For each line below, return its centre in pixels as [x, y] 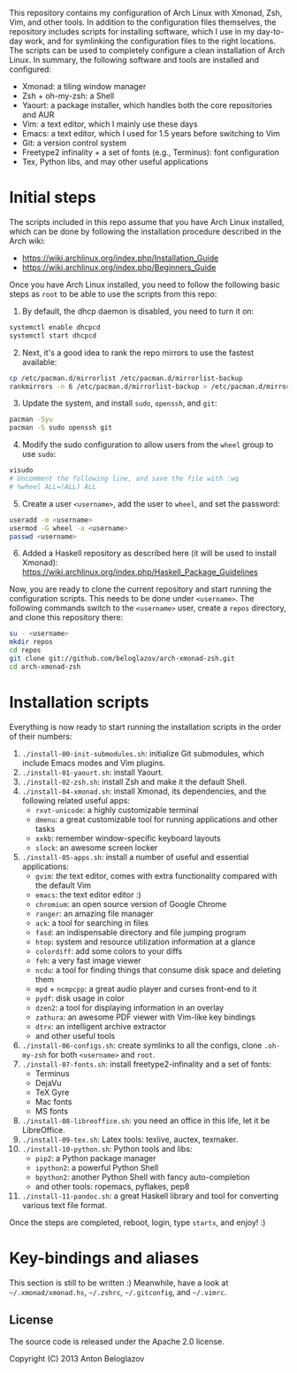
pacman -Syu [31, 420]
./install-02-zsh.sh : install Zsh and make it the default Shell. [134, 781]
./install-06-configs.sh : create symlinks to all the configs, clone [142, 1045]
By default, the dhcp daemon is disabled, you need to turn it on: [138, 311]
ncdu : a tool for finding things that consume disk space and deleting [158, 970]
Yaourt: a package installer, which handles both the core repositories [147, 105]
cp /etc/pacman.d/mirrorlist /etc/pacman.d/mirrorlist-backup [126, 378]
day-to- [270, 31]
